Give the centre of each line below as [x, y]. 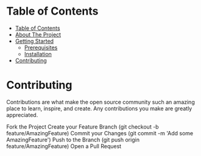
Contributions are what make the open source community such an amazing [100, 102]
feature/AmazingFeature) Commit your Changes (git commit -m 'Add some [100, 133]
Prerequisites [41, 48]
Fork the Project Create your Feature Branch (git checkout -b [83, 127]
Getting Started [34, 41]
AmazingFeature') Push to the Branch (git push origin [73, 140]
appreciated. [22, 115]
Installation [38, 54]
